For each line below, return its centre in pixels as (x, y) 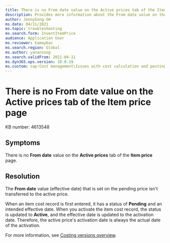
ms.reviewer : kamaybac (29, 43)
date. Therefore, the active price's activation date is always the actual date (83, 220)
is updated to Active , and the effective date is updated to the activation (79, 214)
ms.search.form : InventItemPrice (40, 33)
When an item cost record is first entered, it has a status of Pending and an (84, 204)
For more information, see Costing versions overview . (61, 235)
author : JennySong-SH (28, 19)
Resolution (23, 176)
